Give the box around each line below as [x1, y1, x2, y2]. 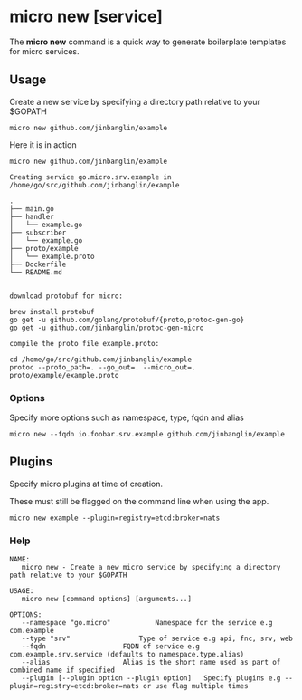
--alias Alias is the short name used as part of [21, 658, 281, 667]
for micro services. [9, 45, 80, 56]
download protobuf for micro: [9, 292, 124, 301]
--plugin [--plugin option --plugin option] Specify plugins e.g [21, 674, 281, 683]
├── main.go [9, 204, 54, 214]
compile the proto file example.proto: [9, 339, 160, 348]
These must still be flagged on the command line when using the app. [9, 495, 269, 506]
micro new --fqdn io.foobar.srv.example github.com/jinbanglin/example [9, 430, 285, 439]
